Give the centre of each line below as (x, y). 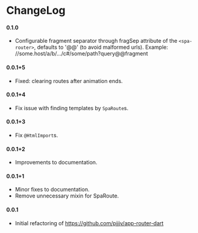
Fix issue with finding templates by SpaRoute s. (72, 108)
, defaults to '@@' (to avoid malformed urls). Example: (101, 47)
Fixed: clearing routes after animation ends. (69, 81)
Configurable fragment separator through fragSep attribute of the (96, 41)
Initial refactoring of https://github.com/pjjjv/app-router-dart (89, 223)
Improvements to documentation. (56, 163)
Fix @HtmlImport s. (36, 135)
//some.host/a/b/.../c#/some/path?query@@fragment (82, 54)
